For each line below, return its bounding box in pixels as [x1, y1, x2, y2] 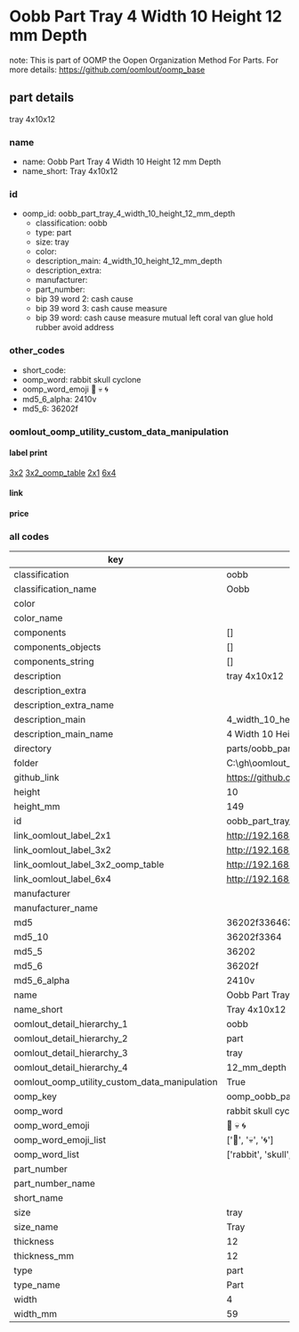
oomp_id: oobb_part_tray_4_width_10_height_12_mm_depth [21, 208, 236, 219]
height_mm [13, 800, 61, 813]
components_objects [13, 641, 101, 653]
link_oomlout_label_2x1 [13, 830, 112, 842]
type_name [13, 1278, 61, 1291]
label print [9, 448, 48, 459]
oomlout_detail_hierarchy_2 [13, 1032, 128, 1045]
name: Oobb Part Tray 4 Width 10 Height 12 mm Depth [21, 156, 222, 167]
